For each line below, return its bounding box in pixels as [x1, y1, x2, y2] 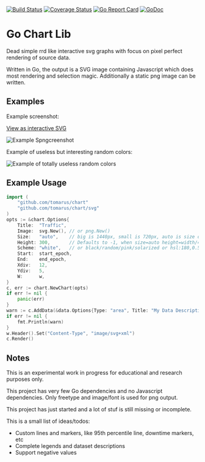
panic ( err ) [17, 296, 45, 302]
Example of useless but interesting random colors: [6, 148, 133, 155]
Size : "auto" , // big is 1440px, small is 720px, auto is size [17, 233, 195, 240]
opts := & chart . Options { [6, 217, 70, 223]
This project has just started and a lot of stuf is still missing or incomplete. [6, 406, 192, 413]
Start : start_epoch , [17, 251, 72, 257]
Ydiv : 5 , [17, 268, 45, 274]
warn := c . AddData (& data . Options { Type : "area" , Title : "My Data [6, 307, 173, 314]
